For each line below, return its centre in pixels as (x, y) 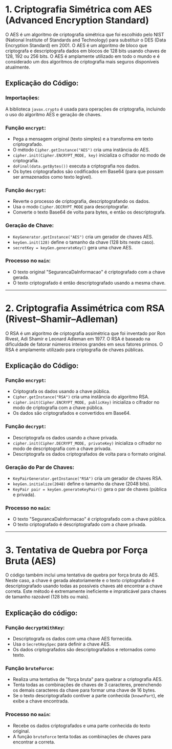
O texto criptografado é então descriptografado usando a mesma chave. (89, 283)
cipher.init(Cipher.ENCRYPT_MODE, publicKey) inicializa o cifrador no (86, 402)
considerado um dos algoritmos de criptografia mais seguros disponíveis (82, 61)
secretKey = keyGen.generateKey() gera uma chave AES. (73, 247)
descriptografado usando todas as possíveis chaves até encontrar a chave (84, 586)
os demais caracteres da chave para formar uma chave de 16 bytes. (84, 690)
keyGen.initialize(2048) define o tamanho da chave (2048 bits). (81, 484)
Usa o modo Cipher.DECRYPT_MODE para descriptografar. (71, 207)
